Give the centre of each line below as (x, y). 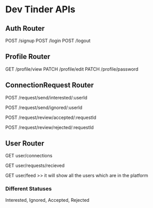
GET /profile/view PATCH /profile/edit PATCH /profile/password (72, 69)
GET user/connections (29, 156)
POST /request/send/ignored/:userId (44, 107)
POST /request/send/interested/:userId (47, 97)
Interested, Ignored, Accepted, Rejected (47, 200)
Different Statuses (29, 189)
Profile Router (28, 57)
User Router (25, 144)
